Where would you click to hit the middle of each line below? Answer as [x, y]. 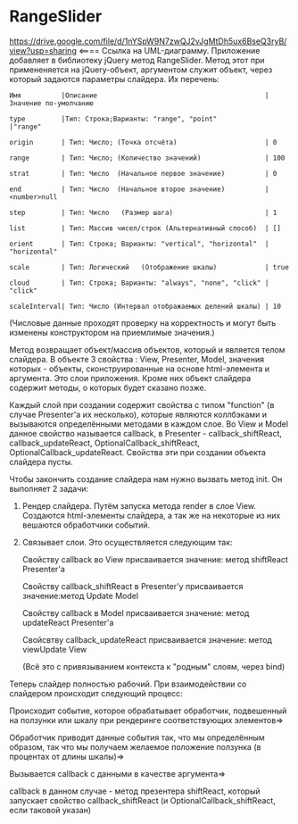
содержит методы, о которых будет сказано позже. [108, 387]
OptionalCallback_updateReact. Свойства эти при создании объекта [137, 452]
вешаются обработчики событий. [86, 525]
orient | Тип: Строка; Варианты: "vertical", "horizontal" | [139, 244]
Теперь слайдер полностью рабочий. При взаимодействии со [128, 684]
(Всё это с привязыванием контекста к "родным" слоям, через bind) [153, 666]
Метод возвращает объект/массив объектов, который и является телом [147, 349]
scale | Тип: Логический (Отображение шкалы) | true [149, 267]
